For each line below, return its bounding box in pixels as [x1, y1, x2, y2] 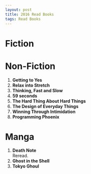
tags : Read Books [5, 16, 41, 21]
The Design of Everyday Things [12, 103, 79, 109]
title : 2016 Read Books [5, 12, 54, 17]
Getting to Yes [12, 77, 43, 83]
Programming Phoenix [12, 114, 59, 119]
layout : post [5, 7, 32, 12]
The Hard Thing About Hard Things [12, 98, 86, 104]
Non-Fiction [5, 60, 55, 72]
